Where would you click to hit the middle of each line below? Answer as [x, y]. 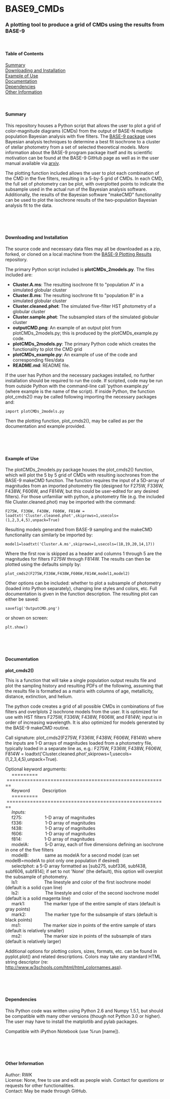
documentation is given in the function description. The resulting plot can [82, 594]
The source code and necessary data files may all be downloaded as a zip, [83, 249]
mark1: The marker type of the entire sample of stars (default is [86, 903]
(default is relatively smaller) [35, 930]
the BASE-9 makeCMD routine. [37, 727]
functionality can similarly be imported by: [49, 535]
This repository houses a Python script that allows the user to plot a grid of [83, 125]
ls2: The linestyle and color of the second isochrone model [85, 893]
